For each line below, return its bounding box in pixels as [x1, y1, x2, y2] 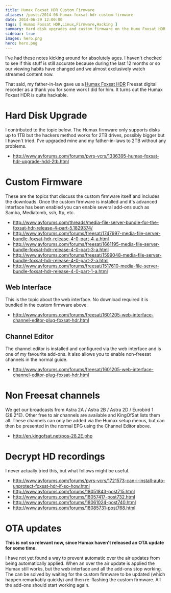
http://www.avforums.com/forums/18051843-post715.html [12, 489, 135, 495]
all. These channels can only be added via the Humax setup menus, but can [5, 418, 165, 424]
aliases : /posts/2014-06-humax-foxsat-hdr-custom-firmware [5, 12, 134, 17]
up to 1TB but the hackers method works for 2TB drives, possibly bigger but [5, 132, 165, 138]
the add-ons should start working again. [5, 582, 90, 588]
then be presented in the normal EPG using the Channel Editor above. [5, 423, 152, 429]
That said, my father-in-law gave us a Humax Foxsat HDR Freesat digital [5, 81, 157, 87]
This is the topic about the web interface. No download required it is [5, 296, 149, 303]
